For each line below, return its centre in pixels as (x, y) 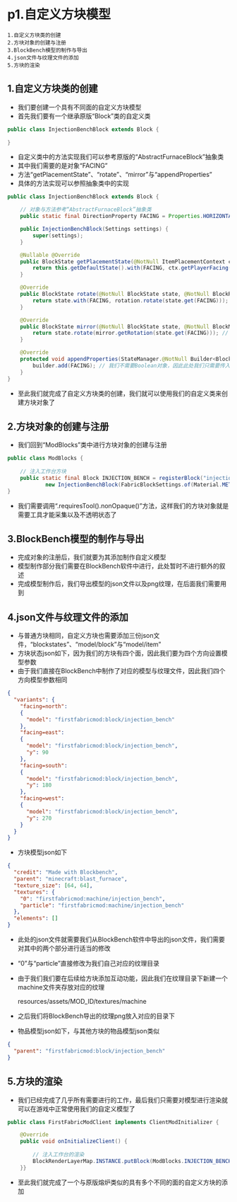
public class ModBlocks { (45, 458)
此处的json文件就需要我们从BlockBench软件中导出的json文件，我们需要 (121, 939)
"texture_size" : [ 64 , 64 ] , (53, 886)
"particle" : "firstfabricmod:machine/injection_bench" (102, 905)
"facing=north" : (44, 706)
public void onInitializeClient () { (74, 1141)
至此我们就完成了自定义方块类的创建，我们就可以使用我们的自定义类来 (120, 393)
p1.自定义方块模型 (59, 15)
